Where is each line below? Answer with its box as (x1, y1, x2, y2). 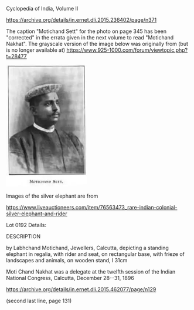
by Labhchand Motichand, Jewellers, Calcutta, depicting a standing (6, 244, 169, 251)
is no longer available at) (6, 46, 66, 54)
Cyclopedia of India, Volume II (6, 5, 79, 12)
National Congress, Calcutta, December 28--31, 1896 (6, 275, 135, 281)
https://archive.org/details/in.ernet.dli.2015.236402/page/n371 (6, 16, 157, 23)
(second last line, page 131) (6, 297, 72, 304)
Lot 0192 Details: (6, 222, 47, 228)
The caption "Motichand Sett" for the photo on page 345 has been (6, 28, 167, 35)
